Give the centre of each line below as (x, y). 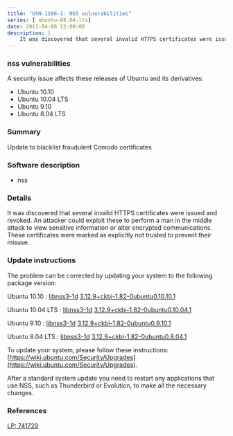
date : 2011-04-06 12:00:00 (46, 26)
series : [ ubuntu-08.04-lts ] (49, 20)
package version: (32, 283)
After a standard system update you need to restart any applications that (111, 378)
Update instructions (42, 260)
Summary (24, 132)
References (27, 410)
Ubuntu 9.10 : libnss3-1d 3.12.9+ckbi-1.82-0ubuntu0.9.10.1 (89, 323)
